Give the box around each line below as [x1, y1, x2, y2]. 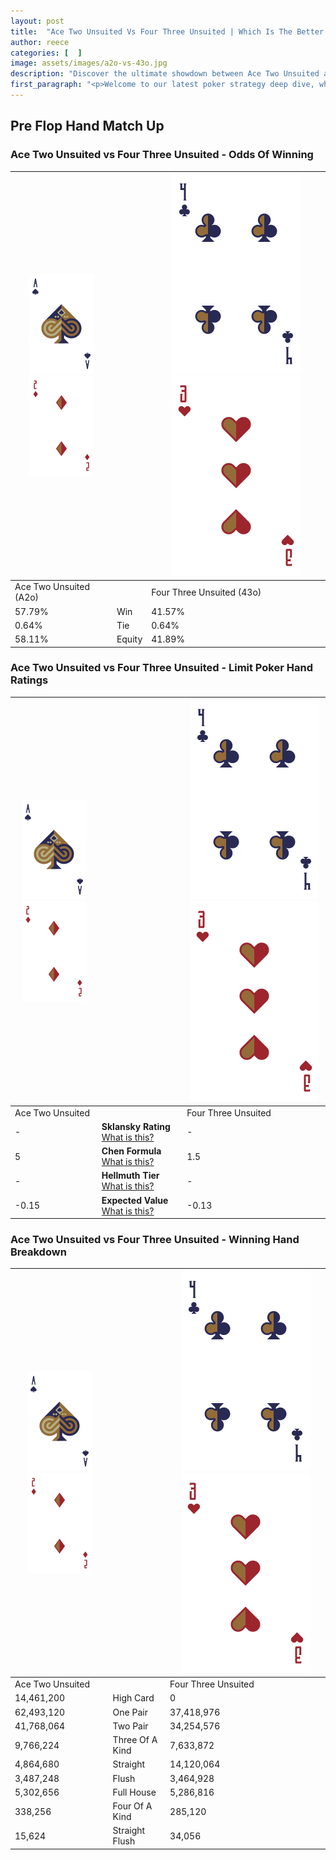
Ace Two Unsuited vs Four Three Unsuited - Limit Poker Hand [10, 661, 313, 675]
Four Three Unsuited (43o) [151, 586, 262, 598]
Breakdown [10, 1245, 67, 1259]
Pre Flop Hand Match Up [10, 118, 165, 135]
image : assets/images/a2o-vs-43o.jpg [10, 58, 168, 69]
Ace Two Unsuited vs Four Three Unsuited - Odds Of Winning [10, 148, 314, 162]
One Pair [112, 1706, 148, 1718]
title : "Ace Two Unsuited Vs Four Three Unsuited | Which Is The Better [10, 26, 325, 37]
